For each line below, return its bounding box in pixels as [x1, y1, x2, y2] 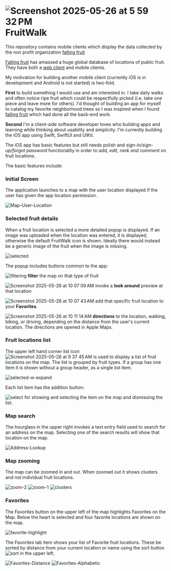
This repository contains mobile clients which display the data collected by [5, 43, 162, 49]
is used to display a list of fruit [93, 354, 157, 360]
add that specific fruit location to [95, 297, 164, 304]
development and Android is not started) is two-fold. [5, 80, 116, 86]
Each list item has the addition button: [5, 384, 85, 390]
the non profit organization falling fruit [5, 49, 85, 55]
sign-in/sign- [126, 142, 154, 148]
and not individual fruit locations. [5, 475, 75, 481]
